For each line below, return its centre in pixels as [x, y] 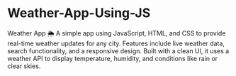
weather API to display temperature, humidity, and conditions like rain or [113, 58]
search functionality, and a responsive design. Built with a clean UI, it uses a [118, 50]
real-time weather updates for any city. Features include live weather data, [116, 43]
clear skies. [24, 66]
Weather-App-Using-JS [79, 13]
